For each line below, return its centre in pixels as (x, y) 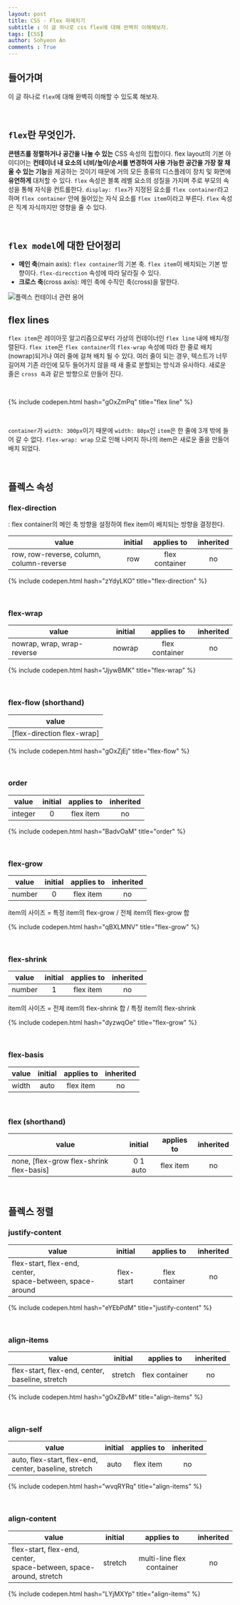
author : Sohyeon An (37, 41)
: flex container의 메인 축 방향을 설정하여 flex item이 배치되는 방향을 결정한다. (116, 524)
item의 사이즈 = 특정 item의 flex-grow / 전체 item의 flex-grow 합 (99, 913)
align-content (32, 1519)
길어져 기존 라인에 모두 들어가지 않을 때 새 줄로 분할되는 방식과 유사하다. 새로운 (117, 365)
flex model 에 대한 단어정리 (64, 246)
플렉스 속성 (31, 487)
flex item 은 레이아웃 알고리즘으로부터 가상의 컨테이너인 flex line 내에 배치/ (116, 338)
